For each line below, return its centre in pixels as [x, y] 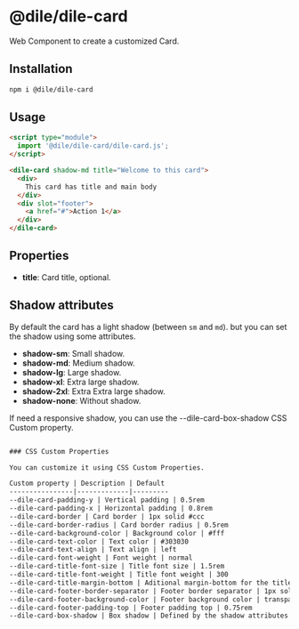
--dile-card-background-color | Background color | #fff [117, 533]
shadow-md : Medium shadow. [78, 363]
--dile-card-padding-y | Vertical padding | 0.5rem [107, 500]
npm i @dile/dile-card [51, 89]
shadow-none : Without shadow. [81, 400]
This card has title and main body [91, 187]
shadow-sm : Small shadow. [73, 353]
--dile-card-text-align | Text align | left [93, 550]
